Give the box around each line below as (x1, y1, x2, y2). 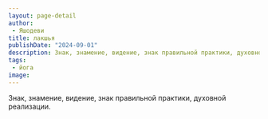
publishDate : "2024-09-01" (8, 42, 98, 50)
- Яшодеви (11, 26, 45, 34)
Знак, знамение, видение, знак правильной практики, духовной (8, 93, 227, 102)
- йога (11, 64, 34, 72)
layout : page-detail (8, 11, 77, 20)
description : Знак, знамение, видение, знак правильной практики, (8, 49, 234, 57)
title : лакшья (8, 34, 56, 42)
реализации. (8, 101, 51, 111)
